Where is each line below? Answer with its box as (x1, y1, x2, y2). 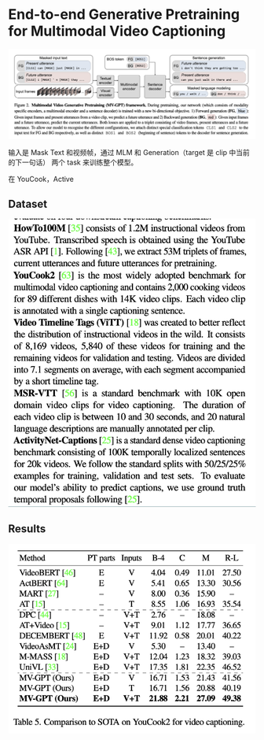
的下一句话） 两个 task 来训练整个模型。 (8, 157, 138, 167)
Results (8, 522, 46, 536)
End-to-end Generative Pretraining (8, 6, 240, 24)
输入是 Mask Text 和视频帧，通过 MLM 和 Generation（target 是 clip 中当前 (8, 147, 250, 157)
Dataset (8, 197, 48, 210)
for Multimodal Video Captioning (8, 22, 226, 40)
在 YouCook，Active (8, 174, 75, 183)
